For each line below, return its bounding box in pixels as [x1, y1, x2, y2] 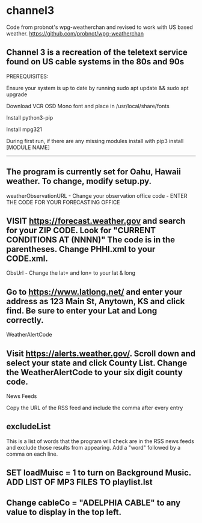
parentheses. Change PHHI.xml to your [6, 244, 156, 254]
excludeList [6, 421, 51, 432]
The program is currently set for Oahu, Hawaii [6, 167, 182, 177]
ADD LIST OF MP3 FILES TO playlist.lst [6, 477, 153, 488]
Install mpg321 [6, 126, 42, 133]
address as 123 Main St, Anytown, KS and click [6, 296, 185, 307]
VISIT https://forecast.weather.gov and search [6, 216, 186, 226]
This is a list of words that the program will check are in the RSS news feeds [6, 437, 194, 445]
